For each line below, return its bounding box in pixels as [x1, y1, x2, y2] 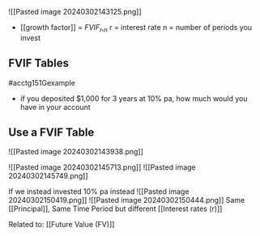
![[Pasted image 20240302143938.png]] [8, 147, 144, 157]
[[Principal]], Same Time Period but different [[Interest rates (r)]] [8, 204, 223, 213]
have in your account [19, 102, 91, 112]
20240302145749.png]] [8, 171, 88, 181]
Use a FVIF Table [8, 125, 95, 139]
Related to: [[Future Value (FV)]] [8, 220, 115, 230]
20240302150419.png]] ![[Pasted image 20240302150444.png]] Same [8, 196, 245, 205]
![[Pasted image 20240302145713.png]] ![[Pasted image [8, 162, 196, 172]
